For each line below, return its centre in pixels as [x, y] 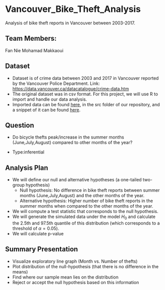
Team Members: [31, 38]
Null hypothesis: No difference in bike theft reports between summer [90, 190]
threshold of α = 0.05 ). [36, 228]
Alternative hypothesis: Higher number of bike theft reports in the [86, 201]
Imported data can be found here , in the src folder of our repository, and [86, 104]
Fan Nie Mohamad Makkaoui [34, 50]
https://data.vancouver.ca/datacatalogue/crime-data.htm [71, 88]
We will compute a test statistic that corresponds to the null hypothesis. [85, 212]
